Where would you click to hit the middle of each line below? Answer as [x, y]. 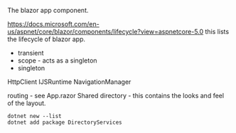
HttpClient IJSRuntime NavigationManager [69, 82]
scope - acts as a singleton [57, 60]
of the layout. [27, 103]
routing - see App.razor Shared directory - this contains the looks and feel [116, 96]
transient [31, 53]
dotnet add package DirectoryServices [65, 122]
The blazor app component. [48, 10]
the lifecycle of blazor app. [46, 39]
